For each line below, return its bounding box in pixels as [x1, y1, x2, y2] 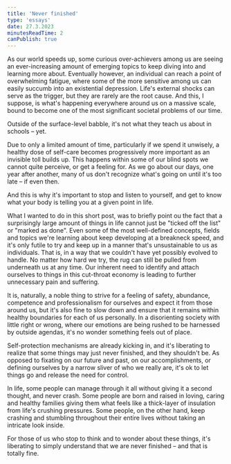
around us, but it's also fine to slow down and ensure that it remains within [7, 306, 219, 314]
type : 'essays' [7, 17, 51, 24]
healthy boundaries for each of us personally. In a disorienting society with [7, 313, 220, 322]
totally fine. [7, 449, 39, 458]
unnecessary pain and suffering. [7, 278, 100, 286]
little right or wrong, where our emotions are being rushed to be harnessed [7, 321, 220, 329]
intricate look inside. [7, 421, 65, 429]
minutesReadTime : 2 [7, 29, 64, 37]
